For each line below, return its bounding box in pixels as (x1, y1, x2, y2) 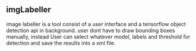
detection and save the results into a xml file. (6, 39, 116, 46)
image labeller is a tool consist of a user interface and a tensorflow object (6, 20, 186, 27)
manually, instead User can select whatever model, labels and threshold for (6, 33, 191, 40)
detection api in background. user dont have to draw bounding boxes (6, 27, 175, 34)
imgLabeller (6, 5, 52, 15)
